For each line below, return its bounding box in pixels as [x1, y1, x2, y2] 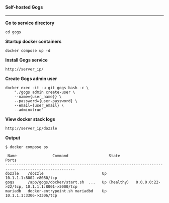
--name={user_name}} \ [14, 94, 62, 99]
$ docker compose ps [5, 145, 49, 150]
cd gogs [5, 30, 22, 35]
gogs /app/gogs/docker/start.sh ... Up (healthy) [5, 180, 129, 185]
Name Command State [7, 154, 121, 159]
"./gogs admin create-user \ [14, 90, 75, 95]
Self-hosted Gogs [5, 4, 43, 10]
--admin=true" [14, 107, 44, 113]
